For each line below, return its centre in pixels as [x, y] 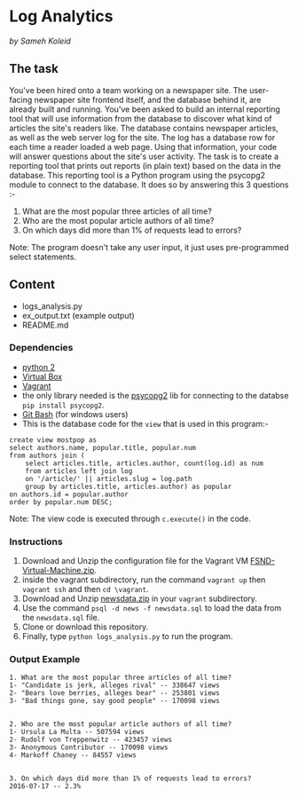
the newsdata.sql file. [61, 618]
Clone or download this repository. [85, 627]
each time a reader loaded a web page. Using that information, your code [143, 146]
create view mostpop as [53, 440]
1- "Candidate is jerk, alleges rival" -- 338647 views [114, 685]
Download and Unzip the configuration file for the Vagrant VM [135, 561]
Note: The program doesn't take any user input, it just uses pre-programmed [149, 247]
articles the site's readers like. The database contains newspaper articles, [144, 128]
